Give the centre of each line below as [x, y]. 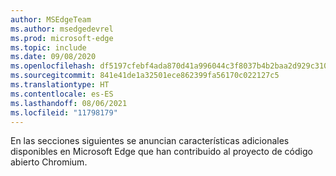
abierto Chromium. [49, 162]
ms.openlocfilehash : [53, 66]
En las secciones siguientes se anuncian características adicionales [150, 141]
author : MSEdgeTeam [51, 19]
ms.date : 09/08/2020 [53, 57]
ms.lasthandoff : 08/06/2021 [69, 103]
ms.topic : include [48, 47]
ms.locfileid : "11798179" [64, 112]
